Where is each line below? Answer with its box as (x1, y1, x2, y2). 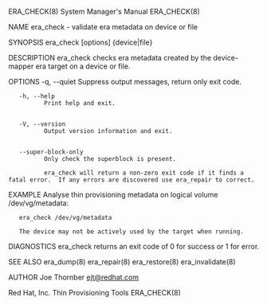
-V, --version (18, 120, 66, 128)
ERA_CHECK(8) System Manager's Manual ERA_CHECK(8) (8, 7, 201, 16)
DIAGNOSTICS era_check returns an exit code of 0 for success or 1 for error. (8, 242, 260, 251)
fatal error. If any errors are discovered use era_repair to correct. (8, 176, 255, 184)
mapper (8, 61, 34, 71)
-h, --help (18, 92, 56, 100)
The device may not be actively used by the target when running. (18, 228, 245, 236)
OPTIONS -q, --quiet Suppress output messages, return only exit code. (8, 77, 241, 86)
